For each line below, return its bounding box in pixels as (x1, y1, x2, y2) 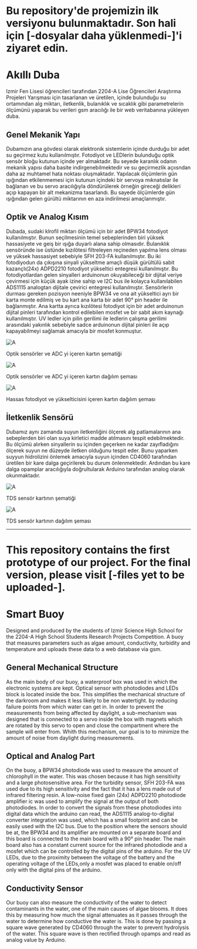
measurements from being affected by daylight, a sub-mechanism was (6, 709, 177, 716)
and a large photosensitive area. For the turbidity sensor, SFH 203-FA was (6, 779, 185, 787)
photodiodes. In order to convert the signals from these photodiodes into (6, 804, 182, 811)
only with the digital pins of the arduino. (6, 866, 102, 873)
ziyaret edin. (6, 42, 69, 55)
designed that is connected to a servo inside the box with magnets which (6, 716, 183, 723)
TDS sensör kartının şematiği (6, 494, 76, 501)
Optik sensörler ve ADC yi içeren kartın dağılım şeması (6, 372, 138, 379)
